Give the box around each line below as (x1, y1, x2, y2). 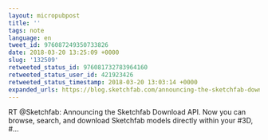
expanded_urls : (8, 85, 59, 94)
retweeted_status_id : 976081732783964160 (8, 64, 148, 72)
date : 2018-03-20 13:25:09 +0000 (8, 49, 120, 56)
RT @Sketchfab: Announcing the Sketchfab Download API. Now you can (8, 107, 246, 117)
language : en (8, 33, 52, 42)
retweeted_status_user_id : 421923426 (8, 71, 134, 79)
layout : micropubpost (8, 11, 81, 20)
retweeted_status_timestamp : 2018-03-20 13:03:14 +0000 (8, 78, 198, 86)
